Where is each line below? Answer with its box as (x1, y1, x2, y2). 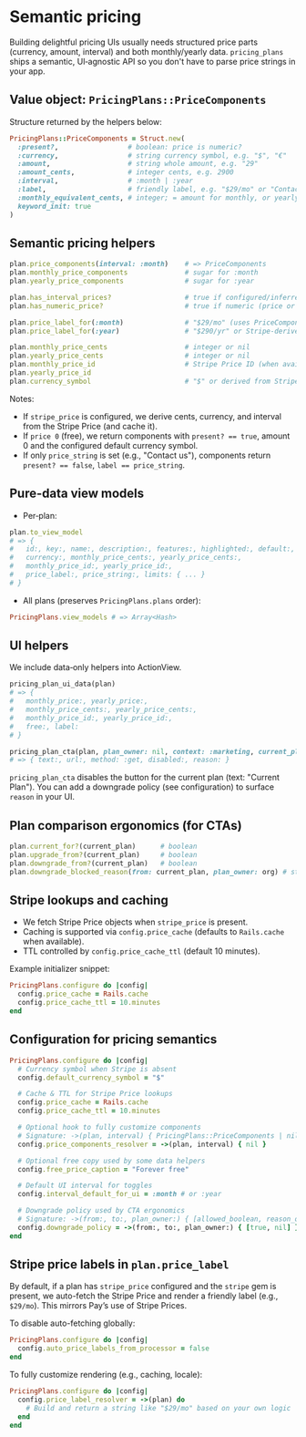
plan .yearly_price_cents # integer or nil (9, 351, 250, 361)
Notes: (9, 393, 35, 404)
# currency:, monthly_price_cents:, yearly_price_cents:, (9, 553, 243, 563)
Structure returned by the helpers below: (9, 116, 162, 127)
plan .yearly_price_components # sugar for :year (9, 276, 255, 286)
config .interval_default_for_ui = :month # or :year (17, 1190, 222, 1199)
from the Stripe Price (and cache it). (22, 420, 158, 431)
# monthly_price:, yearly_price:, (9, 697, 148, 706)
